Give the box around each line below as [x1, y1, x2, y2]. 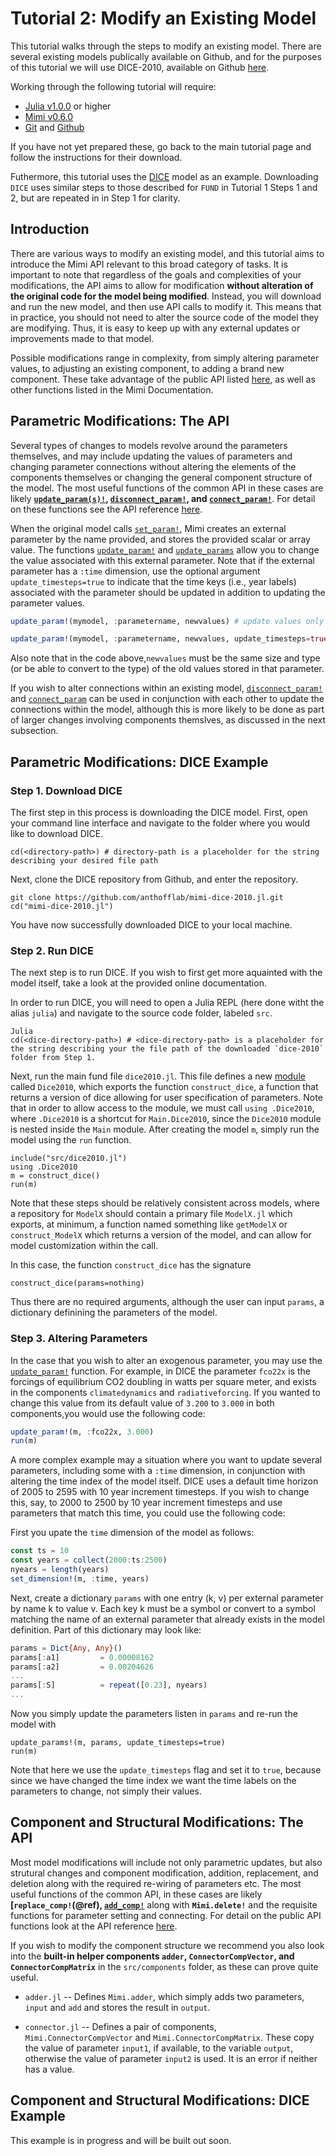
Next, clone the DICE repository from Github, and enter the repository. [10, 873, 299, 885]
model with [10, 1718, 57, 1731]
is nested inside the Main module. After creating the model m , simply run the [10, 1123, 320, 1136]
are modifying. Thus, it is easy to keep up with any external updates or [10, 322, 301, 334]
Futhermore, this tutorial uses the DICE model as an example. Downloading [10, 170, 319, 182]
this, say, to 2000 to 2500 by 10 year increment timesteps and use [10, 1497, 283, 1509]
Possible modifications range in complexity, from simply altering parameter [10, 352, 320, 364]
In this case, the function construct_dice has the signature [10, 1259, 252, 1271]
